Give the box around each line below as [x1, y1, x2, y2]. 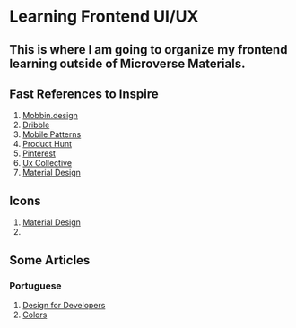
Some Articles [9, 253, 91, 268]
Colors [22, 309, 48, 320]
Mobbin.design [22, 110, 79, 121]
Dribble [22, 119, 50, 131]
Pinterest [22, 148, 57, 159]
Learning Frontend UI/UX [9, 6, 199, 27]
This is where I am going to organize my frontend [9, 42, 288, 57]
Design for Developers [22, 299, 106, 310]
